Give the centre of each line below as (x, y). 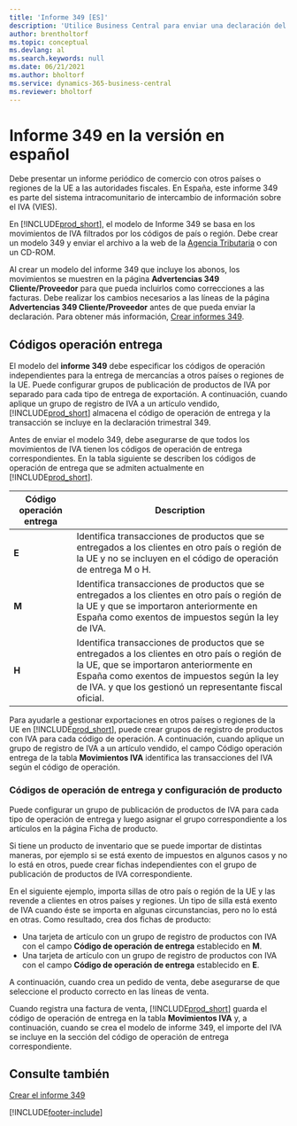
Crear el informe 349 (47, 1095)
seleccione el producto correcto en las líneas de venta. (109, 991)
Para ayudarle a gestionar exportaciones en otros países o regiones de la (142, 720)
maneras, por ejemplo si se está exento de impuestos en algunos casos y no (148, 855)
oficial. (90, 699)
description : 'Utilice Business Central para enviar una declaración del (148, 26)
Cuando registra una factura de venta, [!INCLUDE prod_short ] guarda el (138, 1008)
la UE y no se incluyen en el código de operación (178, 559)
